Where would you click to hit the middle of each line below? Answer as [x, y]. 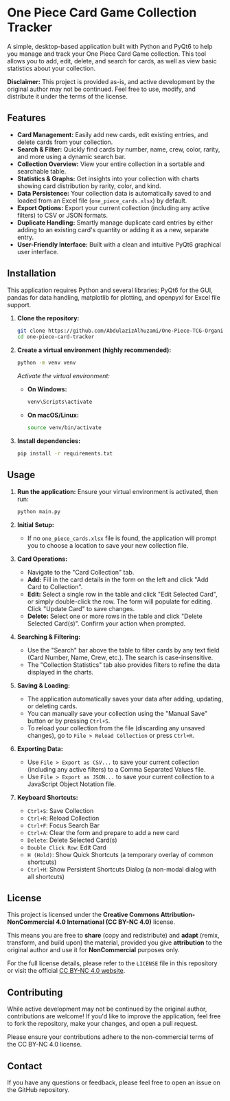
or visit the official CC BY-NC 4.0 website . [66, 971]
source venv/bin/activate [64, 428]
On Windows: [47, 389]
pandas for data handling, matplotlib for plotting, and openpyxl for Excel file [114, 297]
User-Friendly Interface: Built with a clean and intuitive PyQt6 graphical [119, 244]
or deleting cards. [52, 706]
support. [19, 305]
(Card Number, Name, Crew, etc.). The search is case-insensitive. [120, 657]
